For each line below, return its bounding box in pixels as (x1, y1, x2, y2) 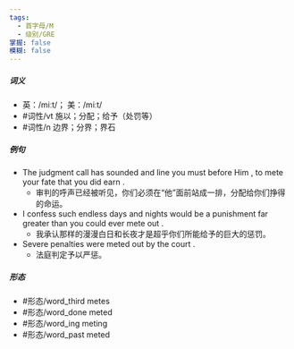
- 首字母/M (17, 21, 54, 30)
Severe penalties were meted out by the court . (21, 239, 196, 250)
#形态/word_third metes (21, 296, 110, 307)
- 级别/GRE (17, 30, 55, 38)
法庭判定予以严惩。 (35, 250, 107, 260)
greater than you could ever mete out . (21, 218, 164, 229)
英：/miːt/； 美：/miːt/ (21, 99, 103, 110)
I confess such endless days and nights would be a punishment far (21, 209, 269, 219)
